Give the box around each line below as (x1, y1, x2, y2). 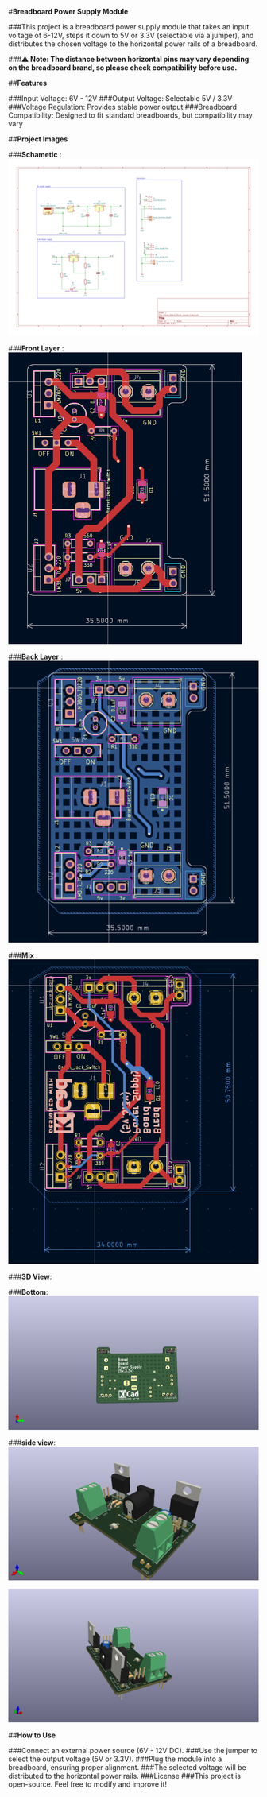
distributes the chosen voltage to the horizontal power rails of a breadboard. (8, 39, 258, 48)
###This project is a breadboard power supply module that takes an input (8, 22, 250, 31)
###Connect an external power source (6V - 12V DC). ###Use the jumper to (8, 1746, 258, 1756)
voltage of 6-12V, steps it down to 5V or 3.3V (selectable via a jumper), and (8, 31, 254, 40)
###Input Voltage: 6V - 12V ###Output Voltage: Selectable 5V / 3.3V (8, 94, 233, 103)
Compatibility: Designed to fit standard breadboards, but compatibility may (8, 110, 253, 120)
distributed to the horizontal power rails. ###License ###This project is (8, 1772, 241, 1781)
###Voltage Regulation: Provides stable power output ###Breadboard (8, 103, 237, 111)
